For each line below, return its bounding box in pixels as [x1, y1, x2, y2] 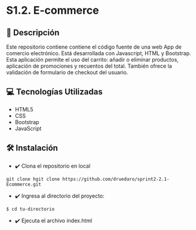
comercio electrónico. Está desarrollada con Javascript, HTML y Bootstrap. [6, 50, 191, 57]
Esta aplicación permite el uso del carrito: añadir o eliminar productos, [6, 56, 179, 63]
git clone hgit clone [6, 176, 60, 182]
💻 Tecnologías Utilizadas [6, 87, 103, 97]
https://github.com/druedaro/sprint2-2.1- [62, 176, 170, 182]
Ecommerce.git [6, 181, 42, 187]
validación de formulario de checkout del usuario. [6, 69, 128, 75]
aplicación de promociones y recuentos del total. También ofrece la [6, 62, 172, 69]
